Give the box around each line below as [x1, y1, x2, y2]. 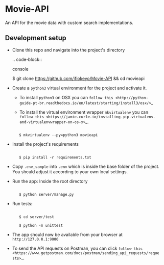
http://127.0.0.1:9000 [12, 237, 59, 241]
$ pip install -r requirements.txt [19, 155, 92, 160]
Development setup [5, 34, 67, 42]
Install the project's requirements [12, 141, 79, 147]
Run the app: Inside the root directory [12, 178, 88, 184]
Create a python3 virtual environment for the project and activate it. [12, 85, 147, 91]
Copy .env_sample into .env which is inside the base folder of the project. [12, 163, 160, 169]
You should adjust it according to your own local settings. [12, 168, 128, 175]
